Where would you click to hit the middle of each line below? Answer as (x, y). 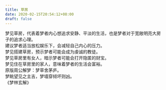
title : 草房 (17, 10)
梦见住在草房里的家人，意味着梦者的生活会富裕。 (55, 64)
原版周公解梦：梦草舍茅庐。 (33, 70)
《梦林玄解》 (18, 83)
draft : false (19, 19)
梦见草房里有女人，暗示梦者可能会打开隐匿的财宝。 (57, 58)
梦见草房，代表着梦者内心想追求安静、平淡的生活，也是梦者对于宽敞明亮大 (81, 33)
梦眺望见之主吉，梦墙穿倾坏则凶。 (40, 76)
